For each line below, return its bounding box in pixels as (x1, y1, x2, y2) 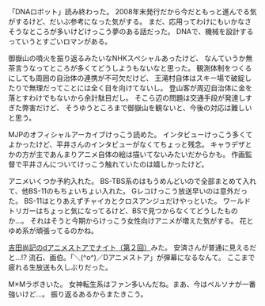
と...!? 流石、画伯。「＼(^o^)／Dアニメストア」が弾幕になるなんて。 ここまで (8, 253, 256, 262)
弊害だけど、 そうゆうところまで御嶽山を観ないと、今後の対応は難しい (21, 103, 252, 113)
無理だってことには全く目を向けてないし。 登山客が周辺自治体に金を (28, 83, 253, 93)
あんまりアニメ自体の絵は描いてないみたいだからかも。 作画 (49, 150, 246, 159)
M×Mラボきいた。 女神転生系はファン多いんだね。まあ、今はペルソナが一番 (8, 280, 256, 289)
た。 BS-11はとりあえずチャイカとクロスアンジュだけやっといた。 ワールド (8, 197, 252, 205)
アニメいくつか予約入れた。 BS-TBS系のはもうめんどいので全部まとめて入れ (8, 177, 257, 186)
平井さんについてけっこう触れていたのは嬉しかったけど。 (21, 159, 209, 169)
